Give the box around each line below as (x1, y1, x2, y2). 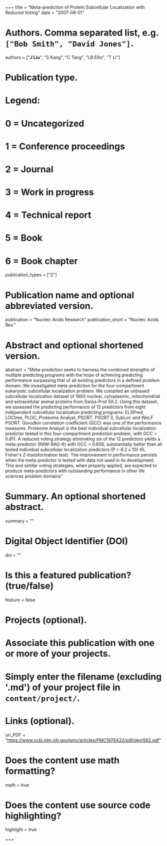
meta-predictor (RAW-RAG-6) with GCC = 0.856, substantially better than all (5, 441, 162, 448)
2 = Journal (5, 163, 53, 175)
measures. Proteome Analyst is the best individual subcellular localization (5, 426, 156, 432)
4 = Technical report (5, 209, 91, 221)
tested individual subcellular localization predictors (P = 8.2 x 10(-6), (5, 447, 146, 453)
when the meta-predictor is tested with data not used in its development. (5, 457, 155, 463)
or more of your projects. (5, 648, 111, 660)
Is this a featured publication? (5, 570, 131, 581)
